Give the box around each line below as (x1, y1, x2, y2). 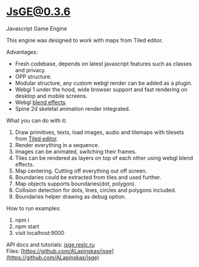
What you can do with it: (6, 117, 67, 124)
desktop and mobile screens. (15, 92, 88, 99)
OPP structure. (15, 73, 52, 80)
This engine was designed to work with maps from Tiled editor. (6, 36, 163, 44)
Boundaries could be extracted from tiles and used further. (15, 173, 161, 180)
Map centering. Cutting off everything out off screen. (15, 167, 148, 174)
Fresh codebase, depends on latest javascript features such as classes (15, 60, 192, 67)
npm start (15, 223, 39, 230)
